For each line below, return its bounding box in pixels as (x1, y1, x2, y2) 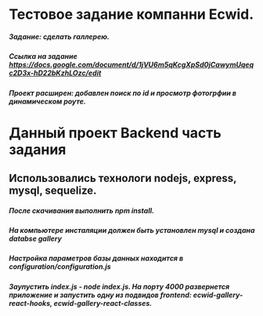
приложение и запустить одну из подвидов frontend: (9, 290, 193, 300)
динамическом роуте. (9, 96, 87, 106)
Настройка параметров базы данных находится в (9, 253, 184, 263)
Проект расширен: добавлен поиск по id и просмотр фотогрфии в (9, 88, 237, 97)
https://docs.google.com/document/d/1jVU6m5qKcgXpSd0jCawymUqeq (9, 60, 254, 70)
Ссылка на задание (9, 52, 77, 61)
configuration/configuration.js (9, 262, 112, 271)
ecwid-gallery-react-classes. (53, 298, 153, 307)
